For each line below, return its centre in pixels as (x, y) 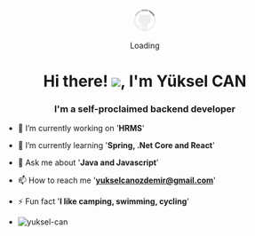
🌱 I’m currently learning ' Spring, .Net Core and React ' (116, 146)
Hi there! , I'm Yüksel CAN (145, 81)
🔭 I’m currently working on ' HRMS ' (81, 129)
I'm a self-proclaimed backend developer (145, 109)
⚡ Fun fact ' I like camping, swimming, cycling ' (103, 201)
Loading (145, 45)
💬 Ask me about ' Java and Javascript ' (88, 162)
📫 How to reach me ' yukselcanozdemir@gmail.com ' (116, 180)
